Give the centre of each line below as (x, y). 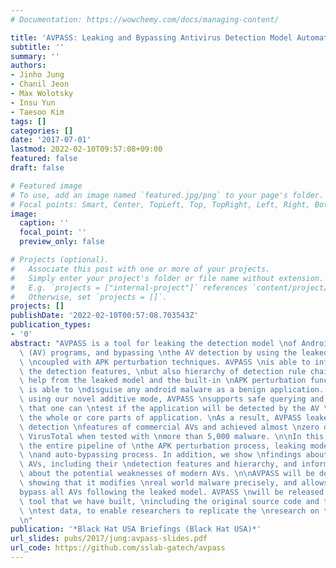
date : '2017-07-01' (51, 140)
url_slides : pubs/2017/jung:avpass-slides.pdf (109, 539)
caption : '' (44, 223)
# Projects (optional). (60, 260)
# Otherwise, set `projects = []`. (89, 297)
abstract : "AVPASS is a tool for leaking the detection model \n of (154, 343)
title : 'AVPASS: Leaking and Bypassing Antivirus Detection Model (151, 37)
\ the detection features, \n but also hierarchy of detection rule (163, 371)
